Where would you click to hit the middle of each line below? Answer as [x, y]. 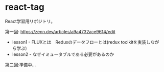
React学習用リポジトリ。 [30, 21]
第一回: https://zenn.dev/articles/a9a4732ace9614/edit [60, 31]
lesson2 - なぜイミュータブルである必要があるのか [63, 54]
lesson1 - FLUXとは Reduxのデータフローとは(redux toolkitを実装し [81, 42]
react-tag [25, 7]
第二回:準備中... [21, 65]
